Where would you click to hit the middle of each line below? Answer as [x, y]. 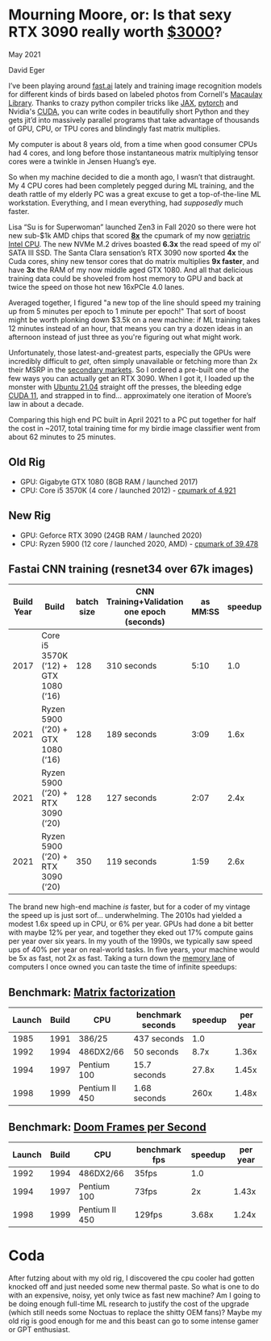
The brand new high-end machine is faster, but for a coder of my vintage [129, 907]
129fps [148, 1215]
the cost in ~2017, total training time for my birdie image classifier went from [134, 428]
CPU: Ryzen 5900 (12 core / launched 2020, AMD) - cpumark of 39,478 [139, 543]
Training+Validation [145, 601]
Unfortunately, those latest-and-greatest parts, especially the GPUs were [130, 352]
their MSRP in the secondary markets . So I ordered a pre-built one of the [129, 370]
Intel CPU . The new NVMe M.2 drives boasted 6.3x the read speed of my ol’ [135, 244]
